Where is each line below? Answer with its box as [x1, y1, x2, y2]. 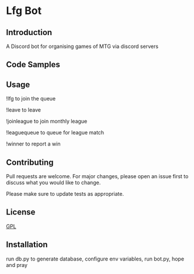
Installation [6, 240, 48, 249]
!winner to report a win [6, 140, 61, 147]
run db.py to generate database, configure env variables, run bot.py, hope [6, 255, 185, 262]
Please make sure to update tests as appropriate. [6, 190, 124, 197]
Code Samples [6, 60, 60, 70]
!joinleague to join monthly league [6, 118, 88, 125]
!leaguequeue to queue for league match [6, 129, 104, 136]
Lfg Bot [6, 4, 42, 18]
